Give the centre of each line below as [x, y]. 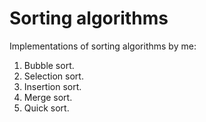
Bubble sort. [49, 65]
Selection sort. [53, 76]
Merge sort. [48, 97]
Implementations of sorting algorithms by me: [103, 46]
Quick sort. [46, 108]
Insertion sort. [52, 86]
